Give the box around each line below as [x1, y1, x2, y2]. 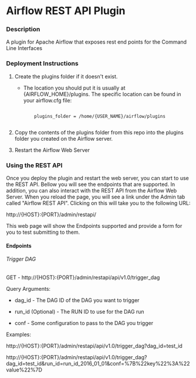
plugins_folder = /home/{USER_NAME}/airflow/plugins [34, 113, 166, 119]
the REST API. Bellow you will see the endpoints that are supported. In [6, 181, 175, 188]
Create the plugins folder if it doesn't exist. [14, 72, 118, 80]
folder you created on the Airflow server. [14, 135, 113, 142]
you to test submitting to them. [6, 228, 80, 236]
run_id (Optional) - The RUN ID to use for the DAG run [14, 308, 145, 315]
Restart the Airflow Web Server [14, 146, 90, 154]
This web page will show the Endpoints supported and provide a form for [6, 223, 183, 230]
